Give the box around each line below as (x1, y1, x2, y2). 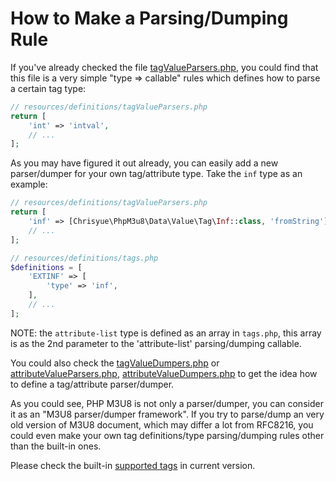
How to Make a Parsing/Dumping (10, 7, 289, 30)
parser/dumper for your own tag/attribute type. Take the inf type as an (10, 168, 303, 180)
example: (10, 178, 48, 191)
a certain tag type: (10, 82, 87, 94)
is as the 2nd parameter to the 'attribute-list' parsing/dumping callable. (10, 337, 302, 349)
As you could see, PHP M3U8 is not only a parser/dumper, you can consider (10, 397, 324, 409)
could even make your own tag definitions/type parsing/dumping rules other (10, 429, 325, 441)
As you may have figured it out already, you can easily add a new (10, 157, 279, 169)
